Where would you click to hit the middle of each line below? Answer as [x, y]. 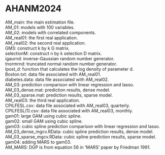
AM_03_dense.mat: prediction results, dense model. [58, 90]
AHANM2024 [33, 9]
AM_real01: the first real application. [41, 38]
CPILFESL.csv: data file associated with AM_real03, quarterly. [68, 105]
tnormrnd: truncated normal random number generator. [61, 64]
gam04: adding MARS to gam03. [38, 142]
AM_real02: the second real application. [46, 43]
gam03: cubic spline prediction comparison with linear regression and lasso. [82, 126]
